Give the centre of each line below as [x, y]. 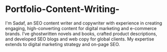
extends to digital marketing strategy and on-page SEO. [63, 44]
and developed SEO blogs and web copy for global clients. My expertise [80, 39]
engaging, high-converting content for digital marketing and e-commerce [81, 28]
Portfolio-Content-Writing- [62, 9]
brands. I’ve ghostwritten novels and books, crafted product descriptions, [81, 33]
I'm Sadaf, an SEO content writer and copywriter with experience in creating [84, 23]
